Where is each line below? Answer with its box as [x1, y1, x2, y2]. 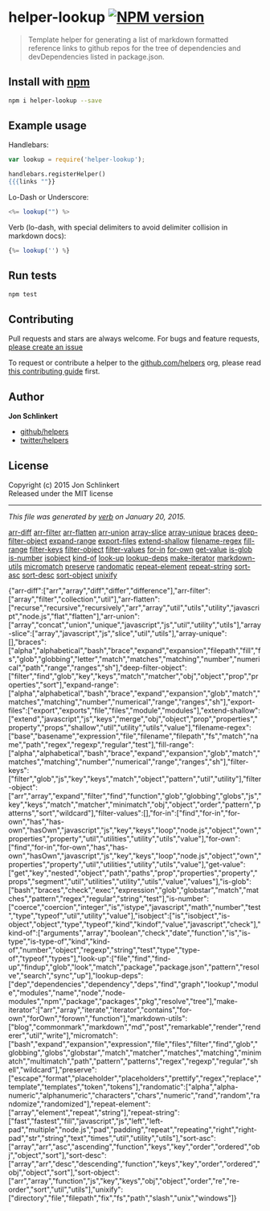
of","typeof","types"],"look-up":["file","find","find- [8, 953, 171, 963]
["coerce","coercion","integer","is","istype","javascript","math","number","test [8, 902, 261, 911]
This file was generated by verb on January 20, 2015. [8, 511, 186, 521]
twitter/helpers [19, 436, 69, 445]
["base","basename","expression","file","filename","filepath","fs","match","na [8, 731, 259, 741]
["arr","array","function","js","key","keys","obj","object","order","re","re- [8, 1176, 239, 1185]
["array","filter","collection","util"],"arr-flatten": [8, 594, 161, 604]
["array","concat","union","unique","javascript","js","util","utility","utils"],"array [8, 620, 261, 630]
